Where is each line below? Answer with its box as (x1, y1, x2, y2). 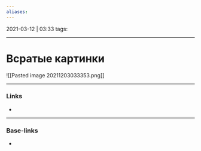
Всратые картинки (6, 52, 105, 65)
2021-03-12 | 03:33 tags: (6, 25, 68, 32)
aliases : (6, 8, 28, 15)
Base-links (6, 126, 38, 135)
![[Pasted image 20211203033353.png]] (6, 71, 105, 78)
